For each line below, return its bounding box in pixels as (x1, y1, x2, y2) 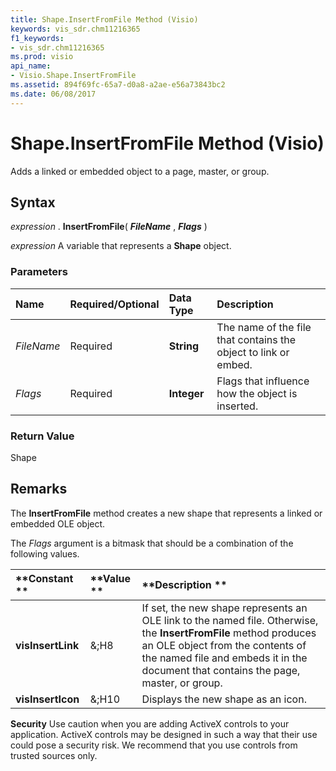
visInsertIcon (15, 692, 80, 706)
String (168, 339, 200, 353)
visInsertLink (15, 638, 80, 652)
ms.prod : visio (10, 52, 74, 62)
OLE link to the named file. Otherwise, (141, 613, 319, 627)
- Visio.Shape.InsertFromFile (10, 71, 137, 81)
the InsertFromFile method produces (141, 626, 317, 640)
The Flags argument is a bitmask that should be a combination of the (10, 537, 294, 549)
